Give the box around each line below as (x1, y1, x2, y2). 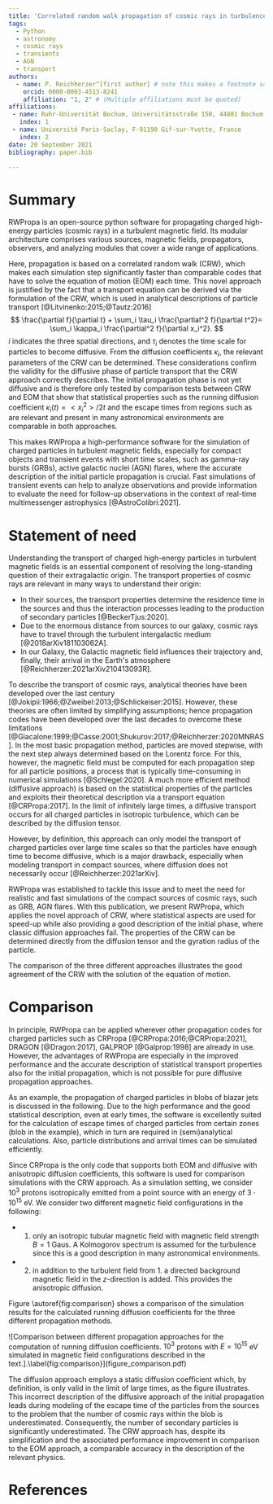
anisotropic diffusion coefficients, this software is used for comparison (8, 1169, 245, 1179)
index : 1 (19, 118, 49, 126)
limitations (8, 723, 43, 733)
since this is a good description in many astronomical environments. (32, 1247, 261, 1258)
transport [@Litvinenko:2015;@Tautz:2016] (8, 302, 152, 312)
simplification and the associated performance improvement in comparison (8, 1435, 260, 1445)
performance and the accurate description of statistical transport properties (8, 1059, 262, 1069)
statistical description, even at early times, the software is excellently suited (8, 1110, 262, 1120)
